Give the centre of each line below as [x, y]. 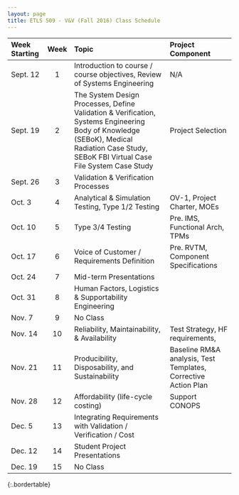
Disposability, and [104, 367]
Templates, [188, 367]
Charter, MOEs [194, 207]
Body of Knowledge [107, 130]
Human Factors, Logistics [117, 288]
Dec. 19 [24, 467]
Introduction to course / [113, 65]
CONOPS [185, 406]
